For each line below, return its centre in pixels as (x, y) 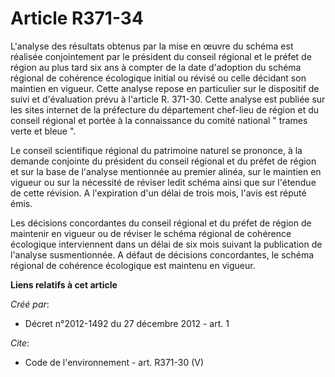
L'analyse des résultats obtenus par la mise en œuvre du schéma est (152, 46)
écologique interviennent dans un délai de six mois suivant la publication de (166, 244)
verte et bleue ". (43, 131)
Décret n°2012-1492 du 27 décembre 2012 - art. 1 (127, 323)
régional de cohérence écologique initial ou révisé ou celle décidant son (158, 78)
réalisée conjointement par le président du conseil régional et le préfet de (161, 56)
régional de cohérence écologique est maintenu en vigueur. (133, 265)
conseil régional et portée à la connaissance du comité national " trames (159, 120)
